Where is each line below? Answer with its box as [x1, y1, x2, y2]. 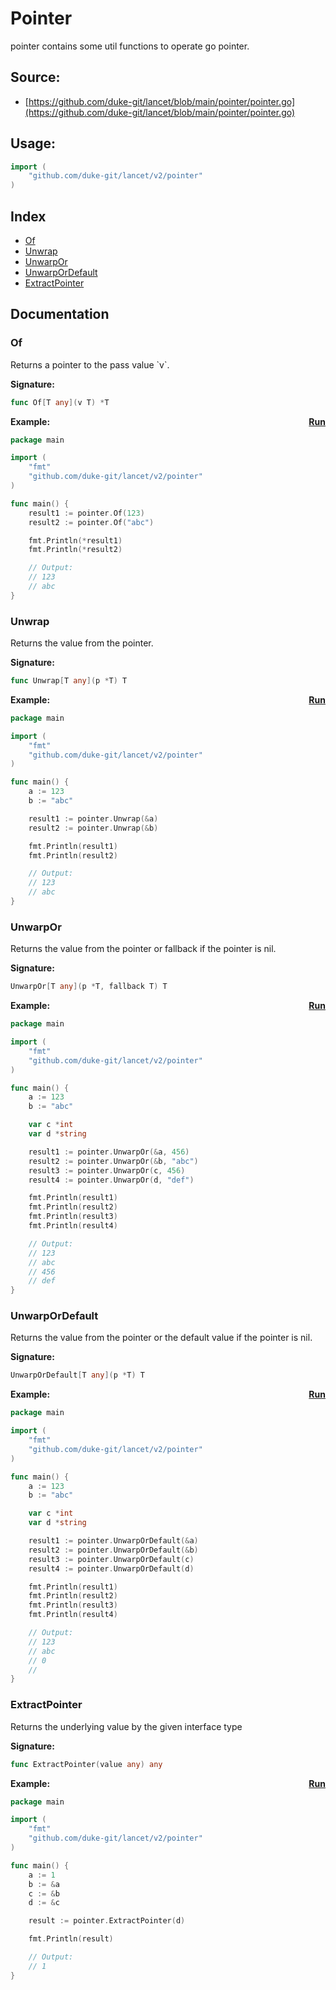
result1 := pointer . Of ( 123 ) [28, 508, 145, 518]
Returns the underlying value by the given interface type [10, 1720, 243, 1732]
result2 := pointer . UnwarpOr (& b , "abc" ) [28, 1156, 199, 1166]
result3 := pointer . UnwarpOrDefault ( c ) [28, 1554, 195, 1564]
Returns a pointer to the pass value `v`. [10, 358, 170, 371]
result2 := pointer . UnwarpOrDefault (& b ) [28, 1545, 199, 1555]
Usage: [10, 135, 57, 152]
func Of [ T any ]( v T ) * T [10, 397, 110, 407]
